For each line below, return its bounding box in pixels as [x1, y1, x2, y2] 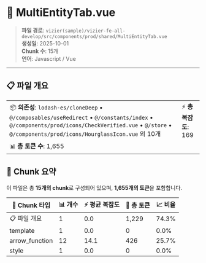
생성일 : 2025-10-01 [21, 39, 69, 47]
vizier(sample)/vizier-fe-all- [45, 28, 126, 34]
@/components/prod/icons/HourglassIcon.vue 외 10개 [9, 129, 161, 138]
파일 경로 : [21, 26, 45, 34]
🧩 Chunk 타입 [12, 201, 51, 210]
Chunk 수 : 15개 [21, 47, 59, 55]
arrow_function [9, 236, 53, 245]
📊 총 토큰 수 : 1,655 [9, 141, 64, 150]
